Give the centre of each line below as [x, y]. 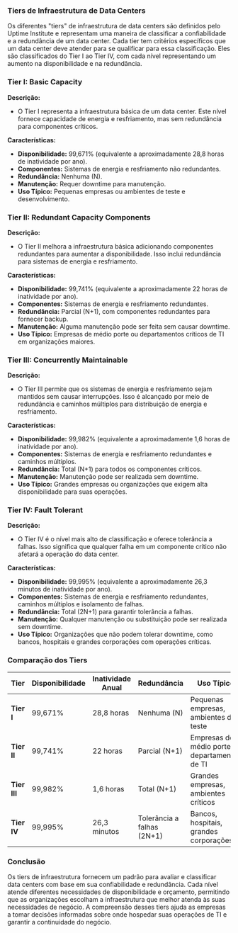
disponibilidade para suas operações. [72, 492]
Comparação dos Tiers [47, 660]
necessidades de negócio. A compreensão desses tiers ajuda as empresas [117, 907]
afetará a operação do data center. [68, 554]
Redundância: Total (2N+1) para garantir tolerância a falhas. [105, 612]
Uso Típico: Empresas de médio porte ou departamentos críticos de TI [121, 334]
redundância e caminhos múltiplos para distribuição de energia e [112, 404]
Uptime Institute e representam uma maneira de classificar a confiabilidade [117, 33]
